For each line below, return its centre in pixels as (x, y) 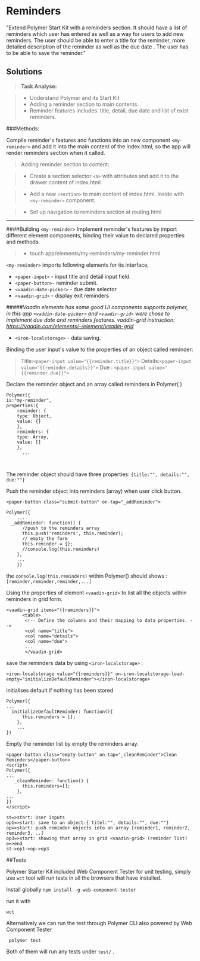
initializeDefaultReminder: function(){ (62, 712)
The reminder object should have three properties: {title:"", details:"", (98, 474)
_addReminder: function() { (46, 523)
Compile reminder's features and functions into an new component (88, 140)
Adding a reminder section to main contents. (84, 104)
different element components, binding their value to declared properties (95, 235)
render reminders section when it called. (56, 152)
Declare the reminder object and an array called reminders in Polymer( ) (94, 384)
